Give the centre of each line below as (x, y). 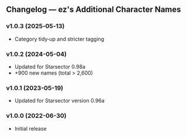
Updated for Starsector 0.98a (50, 66)
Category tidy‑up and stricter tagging (59, 39)
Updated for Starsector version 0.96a (60, 101)
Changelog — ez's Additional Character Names (93, 10)
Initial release (30, 128)
